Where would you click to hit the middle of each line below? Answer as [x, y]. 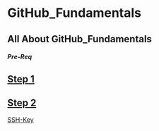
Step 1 [21, 79]
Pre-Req [20, 57]
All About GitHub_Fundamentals [79, 39]
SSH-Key [20, 120]
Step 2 [22, 102]
